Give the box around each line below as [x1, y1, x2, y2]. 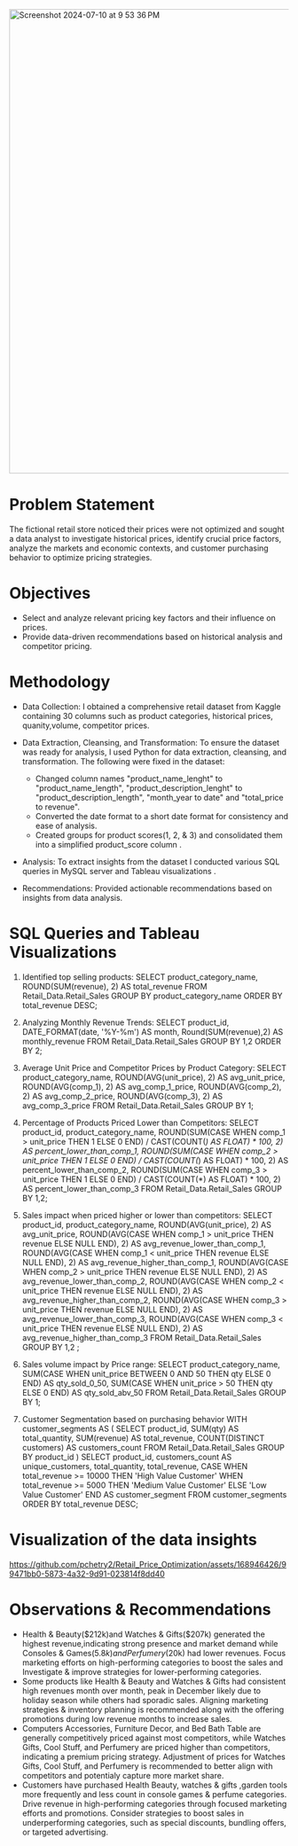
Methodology [9, 672, 111, 692]
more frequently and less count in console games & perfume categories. [21, 1788, 287, 1799]
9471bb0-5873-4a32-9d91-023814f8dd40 [9, 1568, 166, 1579]
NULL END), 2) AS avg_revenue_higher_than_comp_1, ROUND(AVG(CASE [21, 1256, 289, 1267]
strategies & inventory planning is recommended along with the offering [21, 1704, 285, 1715]
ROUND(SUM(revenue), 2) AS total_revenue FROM [21, 981, 208, 991]
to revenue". [35, 802, 80, 812]
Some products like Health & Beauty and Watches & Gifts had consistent [21, 1676, 286, 1686]
